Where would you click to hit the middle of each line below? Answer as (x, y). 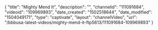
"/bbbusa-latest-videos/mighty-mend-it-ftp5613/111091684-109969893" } (79, 22)
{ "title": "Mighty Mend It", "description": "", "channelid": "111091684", (75, 7)
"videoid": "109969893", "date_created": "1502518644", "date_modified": (79, 12)
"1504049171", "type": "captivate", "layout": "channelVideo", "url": (71, 17)
